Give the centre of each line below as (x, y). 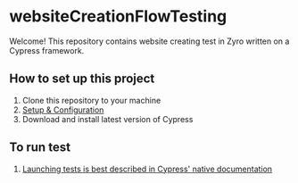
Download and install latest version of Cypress (108, 119)
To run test (40, 148)
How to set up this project (82, 79)
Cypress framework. (47, 50)
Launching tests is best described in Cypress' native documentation (147, 169)
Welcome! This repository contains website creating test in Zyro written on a (149, 41)
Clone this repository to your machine (91, 100)
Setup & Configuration (63, 110)
